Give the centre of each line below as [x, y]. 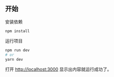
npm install [17, 31]
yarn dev [14, 59]
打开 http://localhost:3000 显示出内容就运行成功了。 [58, 69]
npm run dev [17, 50]
